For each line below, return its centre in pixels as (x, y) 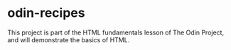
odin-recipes (46, 13)
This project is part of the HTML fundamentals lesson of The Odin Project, (116, 32)
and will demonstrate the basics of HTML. (69, 39)
